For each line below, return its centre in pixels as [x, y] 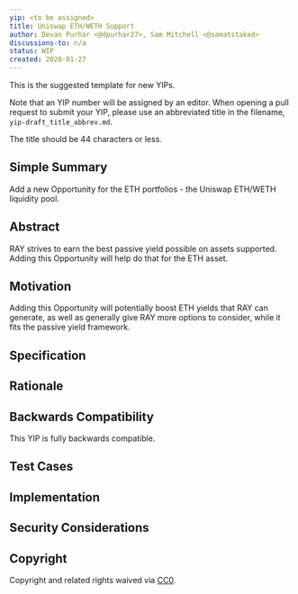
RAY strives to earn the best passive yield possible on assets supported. [143, 248]
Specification [48, 355]
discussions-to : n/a [48, 43]
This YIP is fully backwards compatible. [82, 438]
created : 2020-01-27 [48, 59]
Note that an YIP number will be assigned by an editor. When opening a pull [149, 103]
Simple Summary [59, 167]
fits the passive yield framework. [70, 327]
